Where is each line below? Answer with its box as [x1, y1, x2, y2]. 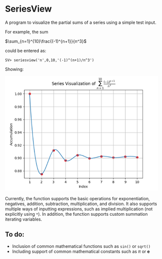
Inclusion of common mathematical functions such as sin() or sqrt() [12, 243, 151, 249]
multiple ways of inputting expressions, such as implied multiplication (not [5, 206, 153, 212]
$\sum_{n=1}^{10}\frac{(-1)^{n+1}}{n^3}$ [5, 38, 87, 44]
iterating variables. [5, 216, 42, 222]
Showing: [5, 66, 24, 72]
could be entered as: [5, 48, 47, 53]
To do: [5, 230, 25, 239]
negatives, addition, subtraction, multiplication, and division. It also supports [5, 201, 157, 207]
